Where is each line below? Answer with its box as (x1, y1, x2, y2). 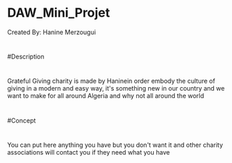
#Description (7, 52, 45, 61)
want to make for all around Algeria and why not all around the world (7, 92, 205, 100)
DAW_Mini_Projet (7, 5, 110, 21)
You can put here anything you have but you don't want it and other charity (7, 141, 224, 149)
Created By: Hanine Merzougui (7, 28, 96, 36)
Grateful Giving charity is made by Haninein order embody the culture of (7, 77, 215, 85)
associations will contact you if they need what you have (7, 148, 170, 156)
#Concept (7, 116, 36, 125)
